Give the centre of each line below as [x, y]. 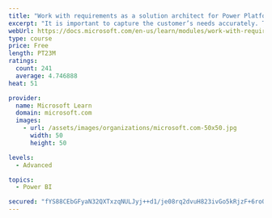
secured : [23, 202]
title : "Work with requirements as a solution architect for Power [125, 16]
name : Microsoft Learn [54, 106]
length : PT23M [32, 53]
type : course [30, 38]
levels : [21, 157]
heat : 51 [23, 83]
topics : [21, 180]
